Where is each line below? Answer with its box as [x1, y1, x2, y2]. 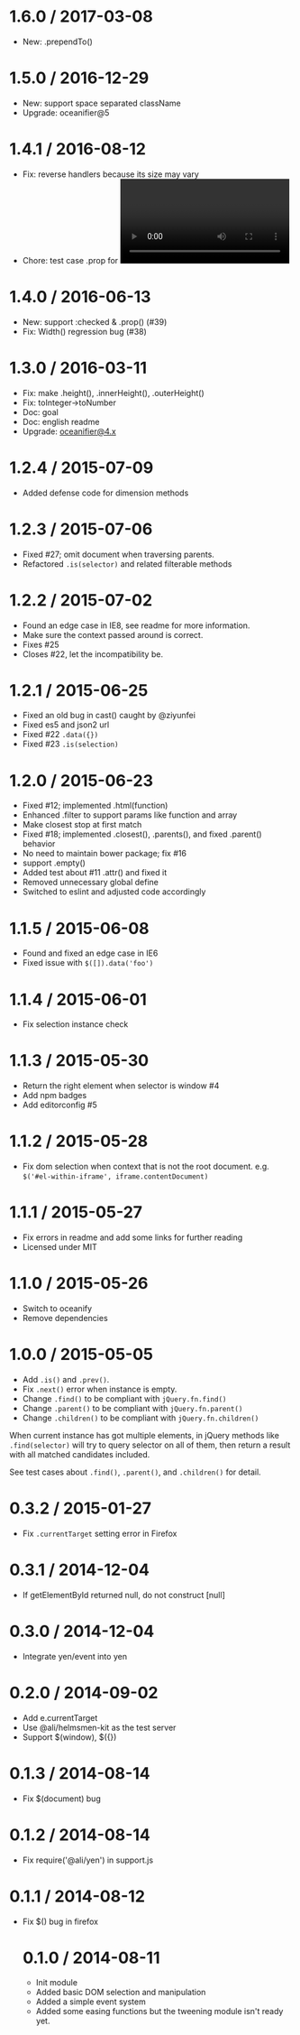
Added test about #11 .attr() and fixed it [22, 867, 168, 878]
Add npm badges [22, 1090, 87, 1101]
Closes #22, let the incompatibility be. [22, 648, 164, 660]
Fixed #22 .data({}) [22, 729, 99, 740]
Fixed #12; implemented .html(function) [22, 800, 168, 811]
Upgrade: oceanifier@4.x [22, 426, 117, 437]
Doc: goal [22, 406, 59, 417]
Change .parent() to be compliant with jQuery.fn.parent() [22, 1402, 243, 1413]
